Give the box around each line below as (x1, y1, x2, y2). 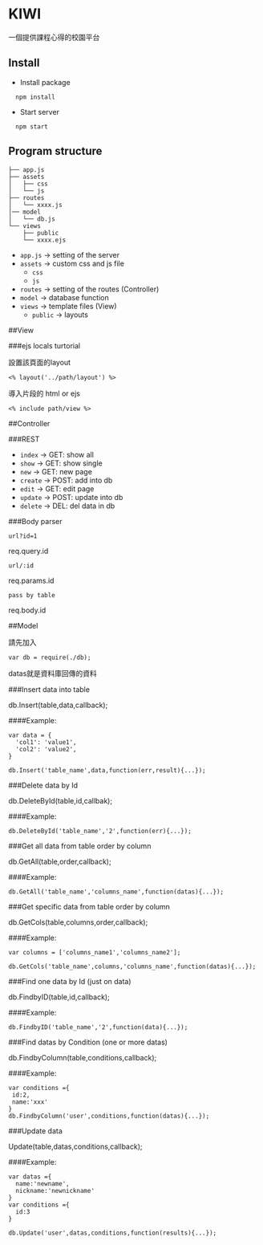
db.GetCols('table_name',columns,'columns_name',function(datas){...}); (8, 962, 257, 970)
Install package (19, 77, 71, 87)
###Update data (8, 1125, 63, 1136)
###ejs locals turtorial (8, 340, 81, 350)
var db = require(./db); (8, 653, 91, 661)
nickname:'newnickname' (15, 1186, 95, 1194)
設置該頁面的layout (8, 357, 71, 367)
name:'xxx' (11, 1097, 48, 1106)
